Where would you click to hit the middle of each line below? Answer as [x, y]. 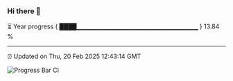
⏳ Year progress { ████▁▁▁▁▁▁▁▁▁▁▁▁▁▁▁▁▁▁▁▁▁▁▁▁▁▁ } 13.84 [113, 26]
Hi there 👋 [24, 11]
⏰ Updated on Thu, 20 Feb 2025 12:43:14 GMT [74, 56]
